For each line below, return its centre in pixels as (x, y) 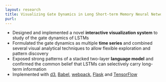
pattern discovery (30, 54)
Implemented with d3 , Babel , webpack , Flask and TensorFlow (75, 75)
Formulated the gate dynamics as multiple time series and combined (82, 43)
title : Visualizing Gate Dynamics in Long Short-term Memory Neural (77, 14)
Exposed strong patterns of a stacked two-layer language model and (83, 59)
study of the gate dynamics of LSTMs (50, 38)
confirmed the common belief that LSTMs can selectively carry (76, 64)
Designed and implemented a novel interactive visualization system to (85, 33)
